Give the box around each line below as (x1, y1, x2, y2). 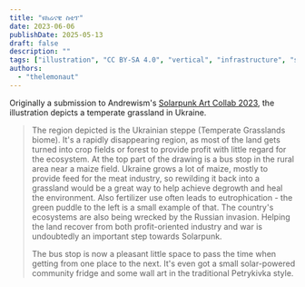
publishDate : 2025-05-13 (9, 30, 103, 39)
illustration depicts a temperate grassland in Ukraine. (9, 106, 207, 118)
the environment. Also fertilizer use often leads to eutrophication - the (31, 192, 293, 203)
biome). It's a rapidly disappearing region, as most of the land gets (31, 134, 281, 145)
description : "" (9, 47, 71, 56)
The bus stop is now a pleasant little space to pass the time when (31, 248, 277, 259)
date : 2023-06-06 (9, 22, 75, 31)
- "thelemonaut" (17, 73, 79, 82)
